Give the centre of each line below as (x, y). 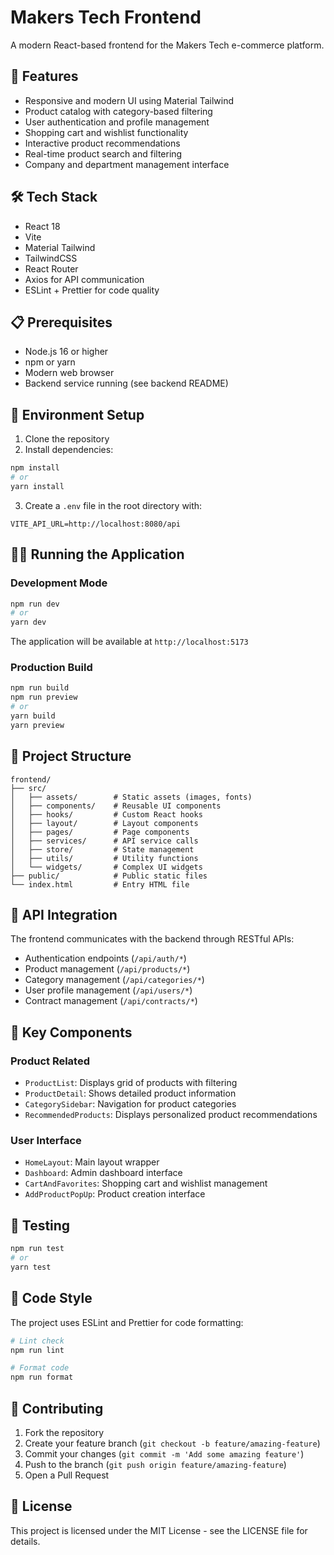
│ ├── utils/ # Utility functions (104, 858)
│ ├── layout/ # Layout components (104, 823)
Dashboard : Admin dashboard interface (103, 1173)
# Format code (40, 1368)
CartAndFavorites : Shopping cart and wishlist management (146, 1183)
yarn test (31, 1267)
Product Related (50, 1061)
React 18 (42, 226)
